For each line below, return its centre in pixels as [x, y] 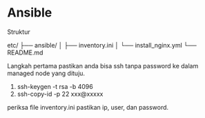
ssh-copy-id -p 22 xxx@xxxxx [60, 94]
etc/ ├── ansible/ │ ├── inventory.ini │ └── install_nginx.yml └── [102, 45]
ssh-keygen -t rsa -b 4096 [55, 86]
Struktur [19, 32]
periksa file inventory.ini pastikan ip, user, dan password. [88, 107]
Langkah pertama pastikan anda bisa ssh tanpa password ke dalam [103, 66]
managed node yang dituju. [46, 73]
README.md [25, 52]
